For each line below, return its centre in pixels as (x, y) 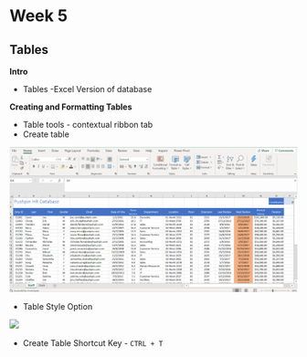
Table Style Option (58, 307)
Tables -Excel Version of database (87, 89)
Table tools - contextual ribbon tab (88, 125)
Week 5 (39, 16)
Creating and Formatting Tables (71, 107)
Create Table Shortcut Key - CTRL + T (93, 343)
